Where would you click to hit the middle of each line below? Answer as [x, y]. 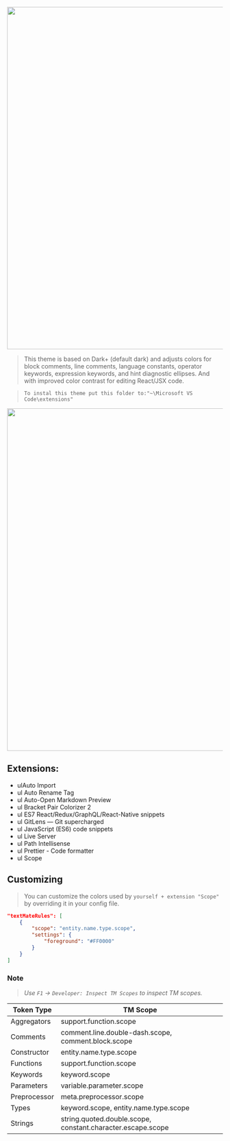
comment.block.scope [97, 1041]
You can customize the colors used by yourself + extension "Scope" [122, 896]
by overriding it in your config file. [72, 903]
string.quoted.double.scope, [106, 1118]
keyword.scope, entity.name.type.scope [125, 1107]
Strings [22, 1123]
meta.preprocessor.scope [102, 1096]
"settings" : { [52, 935]
